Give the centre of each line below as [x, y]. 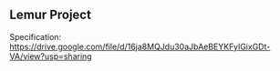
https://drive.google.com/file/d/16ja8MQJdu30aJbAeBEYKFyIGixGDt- [140, 46]
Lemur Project [50, 15]
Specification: [36, 36]
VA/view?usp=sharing [51, 56]
